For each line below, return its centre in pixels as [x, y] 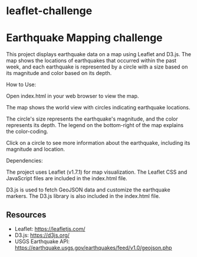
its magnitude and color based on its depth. [59, 73]
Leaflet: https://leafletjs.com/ [50, 229]
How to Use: [21, 84]
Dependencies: [24, 161]
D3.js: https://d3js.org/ [42, 235]
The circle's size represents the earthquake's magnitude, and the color [92, 119]
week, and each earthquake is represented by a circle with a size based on [97, 67]
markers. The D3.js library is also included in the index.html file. [83, 196]
